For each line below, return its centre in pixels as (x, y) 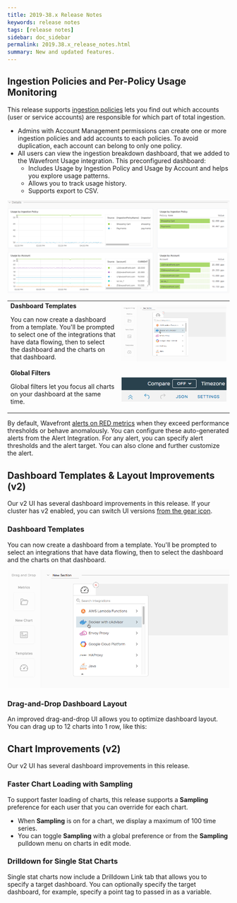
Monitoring (32, 93)
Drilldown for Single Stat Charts (63, 861)
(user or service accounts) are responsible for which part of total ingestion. (116, 117)
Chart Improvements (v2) (64, 749)
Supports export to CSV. (63, 190)
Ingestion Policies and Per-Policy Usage (97, 81)
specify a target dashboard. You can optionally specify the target (102, 884)
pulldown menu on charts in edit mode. (74, 843)
